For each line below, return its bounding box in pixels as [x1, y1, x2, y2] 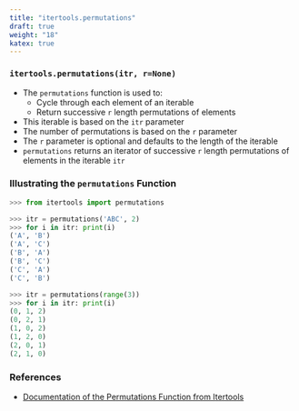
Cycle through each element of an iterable [35, 96, 194, 107]
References [9, 370, 62, 383]
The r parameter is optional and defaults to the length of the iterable [22, 135, 279, 146]
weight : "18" [9, 30, 59, 39]
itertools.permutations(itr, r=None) [9, 69, 177, 79]
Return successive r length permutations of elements [35, 106, 236, 117]
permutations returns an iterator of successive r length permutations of [22, 145, 290, 155]
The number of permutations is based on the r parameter [22, 125, 238, 136]
